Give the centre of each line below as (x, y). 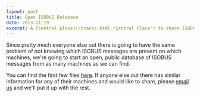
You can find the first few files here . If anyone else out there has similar (93, 75)
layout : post (22, 12)
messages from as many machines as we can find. (68, 64)
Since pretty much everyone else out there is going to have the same (91, 45)
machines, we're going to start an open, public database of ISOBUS (89, 57)
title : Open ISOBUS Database (42, 17)
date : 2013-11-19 (28, 22)
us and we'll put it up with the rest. (49, 88)
